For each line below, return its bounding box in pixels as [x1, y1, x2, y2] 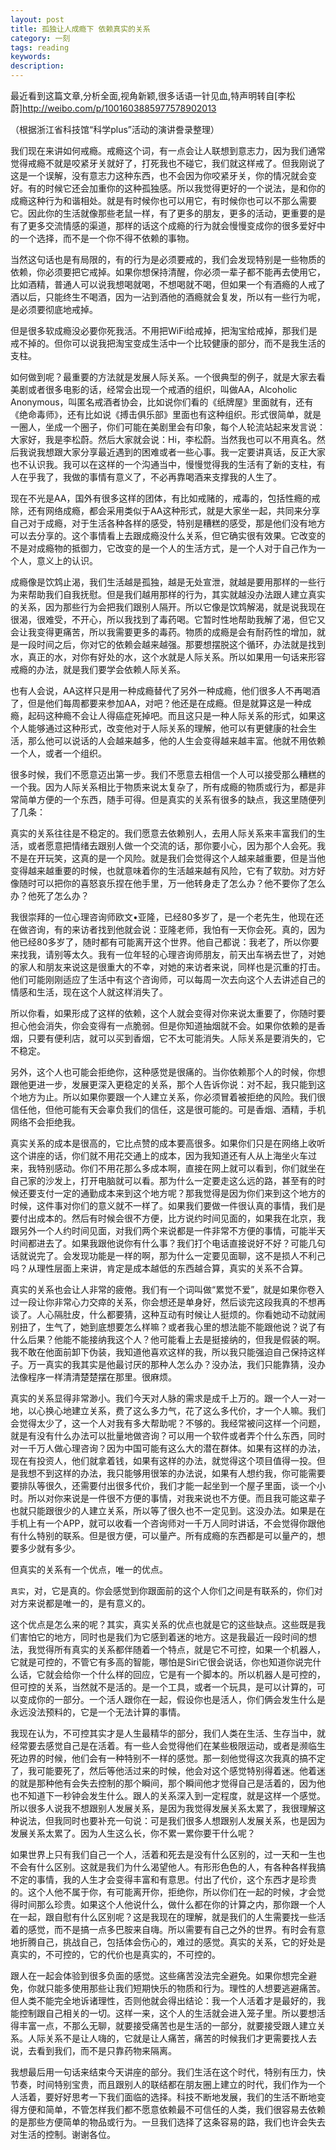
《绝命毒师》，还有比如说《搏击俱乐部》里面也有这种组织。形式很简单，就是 [10, 409, 322, 420]
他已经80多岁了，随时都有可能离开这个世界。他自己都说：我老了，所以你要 [10, 936, 320, 948]
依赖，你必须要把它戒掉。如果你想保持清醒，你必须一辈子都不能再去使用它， [10, 266, 326, 278]
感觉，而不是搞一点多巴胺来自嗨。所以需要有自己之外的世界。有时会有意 [27, 1924, 326, 1935]
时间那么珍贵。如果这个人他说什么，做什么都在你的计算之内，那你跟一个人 [18, 1899, 326, 1910]
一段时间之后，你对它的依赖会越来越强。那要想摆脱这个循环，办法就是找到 [18, 639, 326, 650]
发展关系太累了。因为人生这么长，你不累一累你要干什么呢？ [10, 1827, 256, 1839]
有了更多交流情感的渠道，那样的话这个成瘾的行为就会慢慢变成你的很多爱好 [10, 220, 317, 231]
